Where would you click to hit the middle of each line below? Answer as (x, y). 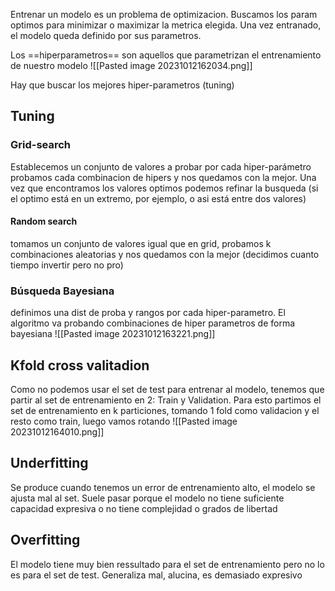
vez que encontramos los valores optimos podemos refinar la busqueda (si (164, 188)
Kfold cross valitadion (80, 365)
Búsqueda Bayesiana (62, 291)
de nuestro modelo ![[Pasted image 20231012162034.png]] (131, 65)
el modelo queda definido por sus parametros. (106, 35)
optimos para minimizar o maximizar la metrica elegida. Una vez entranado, (166, 25)
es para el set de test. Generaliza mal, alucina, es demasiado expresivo (156, 575)
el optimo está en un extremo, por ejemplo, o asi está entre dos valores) (158, 198)
